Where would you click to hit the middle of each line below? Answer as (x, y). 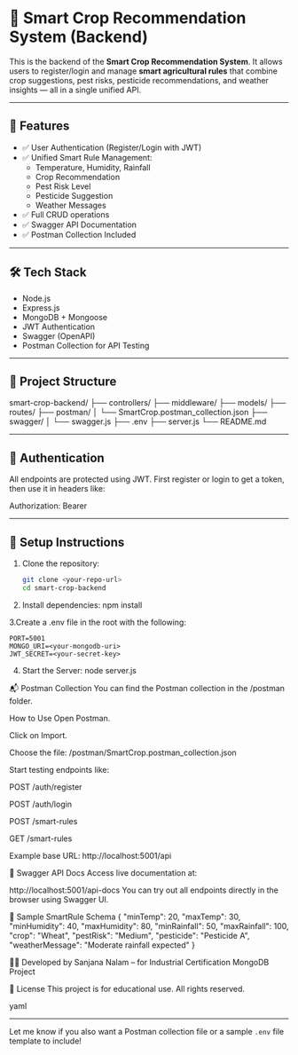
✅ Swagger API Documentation (79, 224)
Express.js (41, 307)
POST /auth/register (46, 787)
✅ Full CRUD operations (66, 214)
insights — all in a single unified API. (75, 90)
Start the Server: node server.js (79, 670)
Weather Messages (71, 205)
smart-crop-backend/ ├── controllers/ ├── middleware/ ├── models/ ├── (148, 403)
